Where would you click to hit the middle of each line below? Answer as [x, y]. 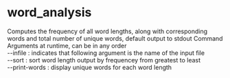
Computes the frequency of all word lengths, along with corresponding [107, 31]
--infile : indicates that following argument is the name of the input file [106, 53]
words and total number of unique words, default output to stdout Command [115, 38]
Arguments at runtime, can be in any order [67, 45]
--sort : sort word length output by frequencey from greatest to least [104, 60]
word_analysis [49, 13]
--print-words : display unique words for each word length [90, 67]
